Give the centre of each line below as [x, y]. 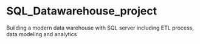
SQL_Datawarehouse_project [81, 11]
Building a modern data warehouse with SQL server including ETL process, [100, 28]
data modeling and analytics [42, 34]
